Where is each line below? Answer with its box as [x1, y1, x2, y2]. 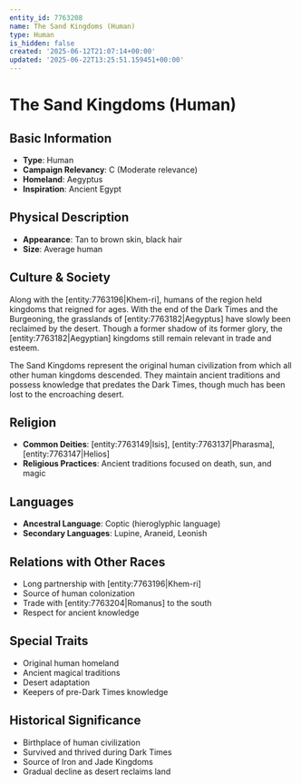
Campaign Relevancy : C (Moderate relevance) [22, 164, 198, 175]
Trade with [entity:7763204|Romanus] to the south [22, 598, 212, 609]
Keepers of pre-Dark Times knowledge [22, 686, 169, 697]
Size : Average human [22, 243, 103, 254]
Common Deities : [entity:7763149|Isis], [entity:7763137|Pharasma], [22, 439, 275, 450]
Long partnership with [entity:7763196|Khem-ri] [22, 578, 201, 590]
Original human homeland [22, 657, 120, 668]
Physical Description [9, 210, 130, 225]
